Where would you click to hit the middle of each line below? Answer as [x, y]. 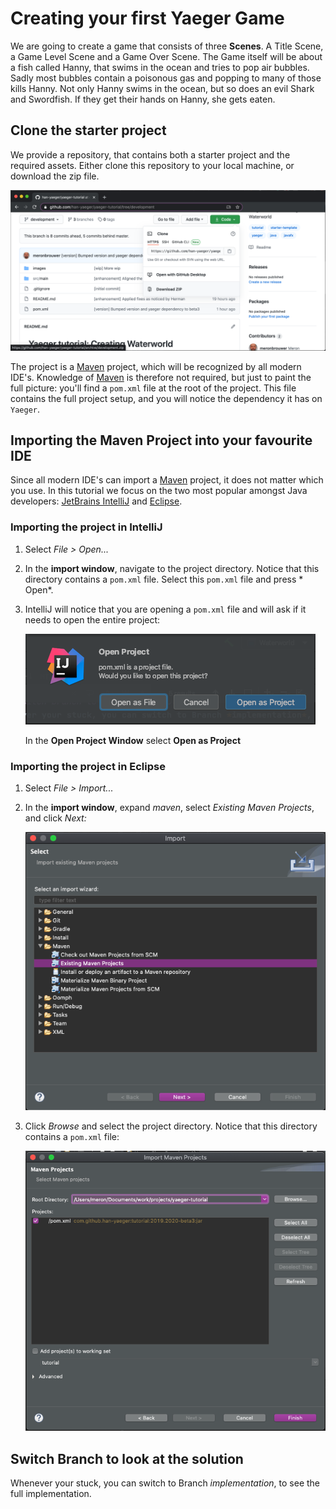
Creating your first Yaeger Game [147, 18]
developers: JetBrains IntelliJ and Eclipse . [96, 501]
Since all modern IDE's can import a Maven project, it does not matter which [167, 480]
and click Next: [55, 818]
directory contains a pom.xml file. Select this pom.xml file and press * [164, 579]
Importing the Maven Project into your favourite [161, 440]
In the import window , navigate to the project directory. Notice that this [172, 568]
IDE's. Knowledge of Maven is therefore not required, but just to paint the [161, 377]
